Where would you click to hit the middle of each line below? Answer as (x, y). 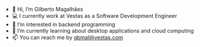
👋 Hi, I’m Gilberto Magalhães (48, 9)
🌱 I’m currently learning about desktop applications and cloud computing (103, 31)
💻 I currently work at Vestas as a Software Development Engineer (95, 16)
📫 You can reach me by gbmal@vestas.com (67, 37)
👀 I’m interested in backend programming (64, 24)
